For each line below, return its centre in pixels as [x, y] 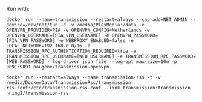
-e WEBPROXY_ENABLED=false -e [96, 41]
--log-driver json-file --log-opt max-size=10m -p [112, 62]
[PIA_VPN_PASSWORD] [31, 41]
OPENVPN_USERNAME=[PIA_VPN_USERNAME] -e [58, 35]
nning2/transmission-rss [37, 93]
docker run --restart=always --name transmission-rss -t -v [84, 77]
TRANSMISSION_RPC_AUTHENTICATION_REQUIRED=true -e [71, 51]
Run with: [18, 9]
